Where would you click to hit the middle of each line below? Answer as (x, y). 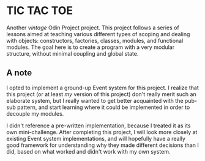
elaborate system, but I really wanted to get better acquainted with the (95, 100)
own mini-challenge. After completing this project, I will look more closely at (102, 132)
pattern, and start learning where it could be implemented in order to (104, 107)
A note (19, 73)
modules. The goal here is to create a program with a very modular (91, 47)
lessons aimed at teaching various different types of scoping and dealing (98, 34)
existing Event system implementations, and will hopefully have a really (96, 138)
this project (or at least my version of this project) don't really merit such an (102, 94)
